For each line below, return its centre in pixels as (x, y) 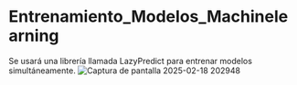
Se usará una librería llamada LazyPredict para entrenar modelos (131, 61)
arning (34, 36)
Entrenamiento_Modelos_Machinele (148, 17)
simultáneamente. (42, 71)
